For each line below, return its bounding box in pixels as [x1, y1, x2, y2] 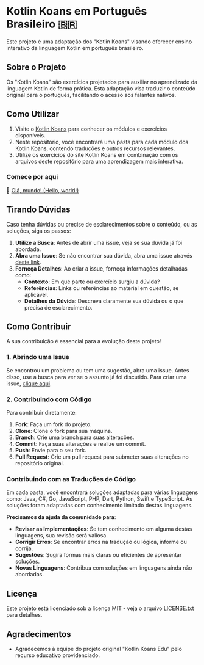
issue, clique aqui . [6, 380, 52, 387]
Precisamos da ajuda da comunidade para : [6, 514, 116, 521]
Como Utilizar [6, 109, 60, 120]
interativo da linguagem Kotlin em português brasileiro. [6, 44, 144, 51]
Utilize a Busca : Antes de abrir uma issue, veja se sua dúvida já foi [15, 239, 183, 246]
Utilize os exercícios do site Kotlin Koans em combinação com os [15, 151, 178, 158]
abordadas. [15, 571, 44, 578]
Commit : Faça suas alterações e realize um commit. [15, 440, 146, 448]
